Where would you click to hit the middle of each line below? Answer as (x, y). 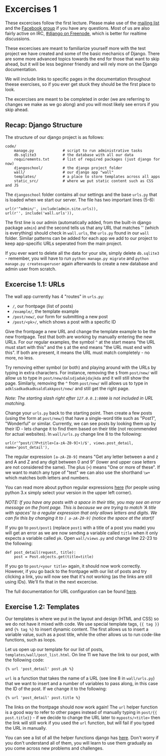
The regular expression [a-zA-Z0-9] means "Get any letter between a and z (82, 457)
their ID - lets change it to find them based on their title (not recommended (81, 429)
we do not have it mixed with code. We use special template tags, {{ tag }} (82, 624)
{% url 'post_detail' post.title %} (43, 698)
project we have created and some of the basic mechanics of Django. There (83, 54)
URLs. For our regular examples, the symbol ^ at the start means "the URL (80, 342)
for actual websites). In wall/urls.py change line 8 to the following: (74, 434)
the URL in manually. (26, 728)
